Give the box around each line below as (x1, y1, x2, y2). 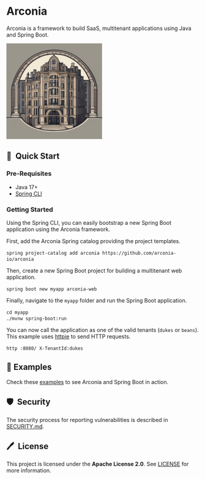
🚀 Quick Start (6, 151, 60, 162)
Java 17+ (15, 183, 38, 190)
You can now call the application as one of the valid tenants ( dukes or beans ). (6, 326, 199, 333)
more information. (6, 467, 51, 474)
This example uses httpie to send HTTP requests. (6, 333, 131, 340)
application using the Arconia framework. (6, 225, 111, 233)
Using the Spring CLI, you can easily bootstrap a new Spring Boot (6, 219, 172, 226)
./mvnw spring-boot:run (6, 315, 67, 322)
